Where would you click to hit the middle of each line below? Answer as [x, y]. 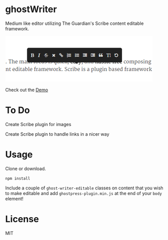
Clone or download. [26, 169]
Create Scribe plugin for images [38, 124]
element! [14, 198]
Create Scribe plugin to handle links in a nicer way [57, 134]
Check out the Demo [27, 90]
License [22, 219]
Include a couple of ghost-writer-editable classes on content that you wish [84, 188]
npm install [18, 178]
